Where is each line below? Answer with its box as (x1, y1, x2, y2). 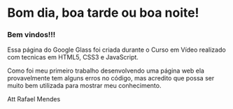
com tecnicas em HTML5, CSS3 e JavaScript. (7, 53, 139, 61)
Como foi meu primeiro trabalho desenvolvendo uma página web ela (7, 66, 205, 75)
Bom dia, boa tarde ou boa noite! (7, 5, 199, 21)
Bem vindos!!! (7, 30, 56, 40)
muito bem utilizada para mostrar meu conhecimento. (7, 82, 162, 90)
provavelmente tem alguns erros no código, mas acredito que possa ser (7, 74, 215, 82)
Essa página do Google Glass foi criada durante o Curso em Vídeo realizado (7, 45, 226, 54)
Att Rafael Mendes (7, 95, 61, 103)
